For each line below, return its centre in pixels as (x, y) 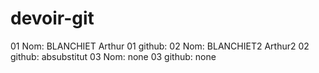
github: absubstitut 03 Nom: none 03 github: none (113, 56)
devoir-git (52, 18)
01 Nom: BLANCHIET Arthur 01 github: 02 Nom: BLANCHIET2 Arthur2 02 (160, 46)
